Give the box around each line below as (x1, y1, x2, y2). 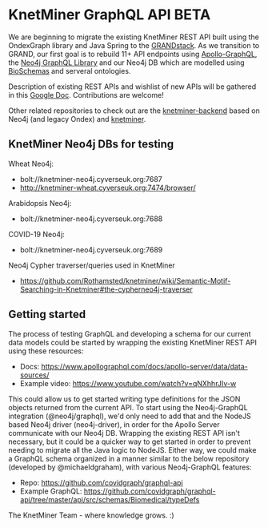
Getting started (8, 308, 86, 321)
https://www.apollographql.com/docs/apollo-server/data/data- (41, 361, 248, 371)
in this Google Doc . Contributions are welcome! (8, 90, 164, 99)
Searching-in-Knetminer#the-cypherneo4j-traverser (19, 284, 194, 294)
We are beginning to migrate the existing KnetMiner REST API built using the (8, 32, 260, 42)
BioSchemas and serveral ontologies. (8, 66, 131, 75)
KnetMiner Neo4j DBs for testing (8, 138, 174, 151)
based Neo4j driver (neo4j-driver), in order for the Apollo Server (8, 419, 220, 429)
